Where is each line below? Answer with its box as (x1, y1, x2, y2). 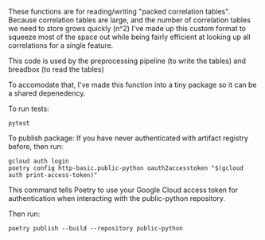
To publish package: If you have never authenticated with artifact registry (8, 133, 249, 143)
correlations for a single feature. (8, 41, 114, 50)
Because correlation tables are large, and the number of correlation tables (8, 15, 251, 25)
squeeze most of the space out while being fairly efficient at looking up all (8, 32, 251, 41)
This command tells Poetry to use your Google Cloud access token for (8, 185, 239, 195)
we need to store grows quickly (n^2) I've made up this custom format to (8, 24, 247, 33)
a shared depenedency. (8, 89, 86, 98)
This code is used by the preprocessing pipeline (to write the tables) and (8, 56, 247, 65)
